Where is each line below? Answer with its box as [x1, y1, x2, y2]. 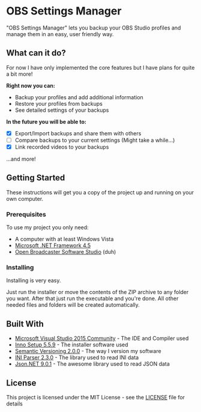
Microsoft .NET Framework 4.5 [14, 242, 91, 249]
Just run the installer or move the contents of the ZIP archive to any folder [6, 289, 189, 296]
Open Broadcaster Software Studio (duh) [14, 248, 116, 256]
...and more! [6, 155, 36, 162]
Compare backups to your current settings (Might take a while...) [14, 137, 175, 144]
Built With [6, 319, 44, 329]
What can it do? [6, 48, 66, 58]
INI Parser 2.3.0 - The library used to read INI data [14, 354, 139, 361]
